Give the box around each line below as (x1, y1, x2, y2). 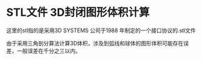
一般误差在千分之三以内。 (16, 47, 81, 55)
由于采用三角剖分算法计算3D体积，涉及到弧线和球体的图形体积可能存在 (6, 39, 184, 47)
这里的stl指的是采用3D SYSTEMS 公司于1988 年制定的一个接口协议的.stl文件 (6, 27, 196, 34)
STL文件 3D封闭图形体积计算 (6, 5, 150, 19)
